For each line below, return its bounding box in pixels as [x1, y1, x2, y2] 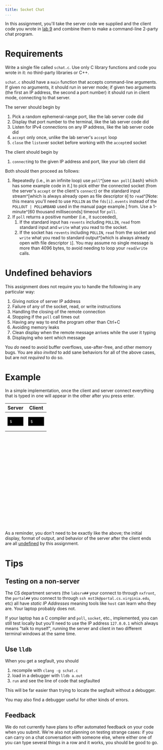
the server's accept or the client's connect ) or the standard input [12, 188, 141, 194]
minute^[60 [12, 208, 35, 214]
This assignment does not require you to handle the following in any [5, 283, 141, 289]
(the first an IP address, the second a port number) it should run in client [5, 89, 150, 95]
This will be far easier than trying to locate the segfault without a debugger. [5, 687, 156, 693]
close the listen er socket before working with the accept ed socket [12, 139, 147, 145]
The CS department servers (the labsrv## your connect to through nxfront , [5, 590, 156, 596]
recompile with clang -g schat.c [12, 667, 78, 673]
